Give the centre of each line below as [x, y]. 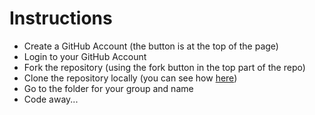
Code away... [51, 99]
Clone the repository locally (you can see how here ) [130, 78]
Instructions [61, 18]
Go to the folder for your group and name [108, 88]
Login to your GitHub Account [85, 56]
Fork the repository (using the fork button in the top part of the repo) [164, 67]
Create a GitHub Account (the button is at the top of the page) [151, 46]
